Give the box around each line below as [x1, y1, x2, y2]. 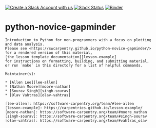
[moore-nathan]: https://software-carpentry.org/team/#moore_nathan [5, 110, 147, 114]
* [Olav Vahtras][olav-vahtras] [5, 93, 71, 97]
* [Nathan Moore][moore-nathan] [5, 84, 71, 89]
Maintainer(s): [5, 71, 36, 76]
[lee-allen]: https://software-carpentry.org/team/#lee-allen [5, 101, 134, 106]
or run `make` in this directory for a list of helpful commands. [5, 63, 143, 68]
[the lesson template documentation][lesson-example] [5, 54, 117, 59]
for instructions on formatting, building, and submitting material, [5, 59, 150, 64]
